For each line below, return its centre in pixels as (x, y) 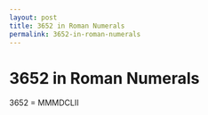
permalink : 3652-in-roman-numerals (75, 34)
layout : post (33, 17)
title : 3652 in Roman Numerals (67, 26)
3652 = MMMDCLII (44, 103)
